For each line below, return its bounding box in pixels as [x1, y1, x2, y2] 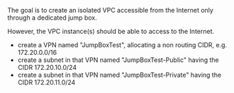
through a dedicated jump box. [7, 13, 97, 22]
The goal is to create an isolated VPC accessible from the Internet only [7, 6, 214, 14]
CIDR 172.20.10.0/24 [17, 63, 77, 71]
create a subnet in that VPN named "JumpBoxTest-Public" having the [17, 56, 219, 64]
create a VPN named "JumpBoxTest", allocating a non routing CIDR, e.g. [17, 41, 228, 49]
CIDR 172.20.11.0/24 [17, 78, 76, 87]
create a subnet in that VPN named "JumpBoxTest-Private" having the [17, 70, 222, 79]
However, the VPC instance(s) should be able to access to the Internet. [7, 27, 215, 35]
